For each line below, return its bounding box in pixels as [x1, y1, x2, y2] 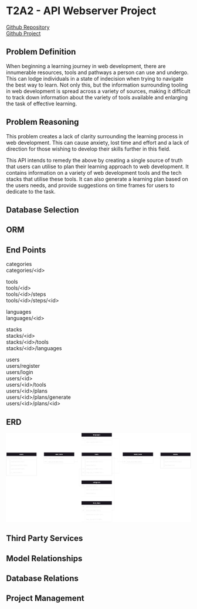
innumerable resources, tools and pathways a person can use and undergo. [6, 69, 189, 76]
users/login [6, 369, 33, 376]
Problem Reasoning [6, 117, 79, 127]
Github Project [6, 29, 41, 36]
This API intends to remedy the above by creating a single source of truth [6, 157, 183, 164]
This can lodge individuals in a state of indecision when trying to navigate [6, 75, 184, 82]
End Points [6, 245, 46, 255]
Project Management [6, 593, 84, 604]
